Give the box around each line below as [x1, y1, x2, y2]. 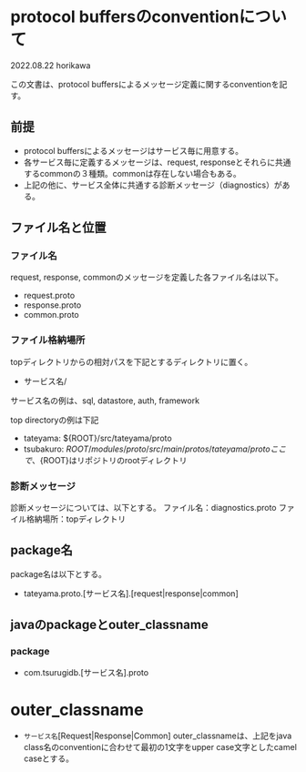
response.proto [23, 300, 82, 310]
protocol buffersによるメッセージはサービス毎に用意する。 [23, 145, 244, 156]
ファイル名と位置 [10, 220, 107, 236]
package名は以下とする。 [10, 568, 107, 579]
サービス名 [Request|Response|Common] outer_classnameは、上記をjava [23, 730, 292, 741]
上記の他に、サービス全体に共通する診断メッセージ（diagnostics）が [23, 179, 282, 190]
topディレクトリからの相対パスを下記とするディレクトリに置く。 [10, 356, 253, 367]
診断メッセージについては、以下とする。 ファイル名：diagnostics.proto [10, 503, 277, 513]
